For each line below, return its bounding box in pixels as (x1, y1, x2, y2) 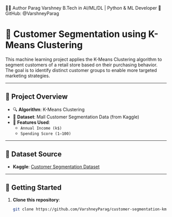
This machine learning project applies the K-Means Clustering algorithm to (5, 56, 162, 62)
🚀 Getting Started (5, 183, 62, 192)
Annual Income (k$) (20, 125, 62, 131)
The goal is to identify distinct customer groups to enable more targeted (5, 67, 157, 73)
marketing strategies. (5, 73, 50, 79)
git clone (12, 207, 34, 212)
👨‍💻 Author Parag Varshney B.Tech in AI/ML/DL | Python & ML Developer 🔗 (5, 5, 161, 11)
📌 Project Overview (5, 93, 68, 101)
